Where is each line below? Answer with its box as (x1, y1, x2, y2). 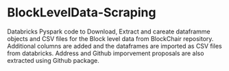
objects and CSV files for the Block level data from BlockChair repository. (7, 34, 214, 42)
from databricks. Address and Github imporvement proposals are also (7, 49, 204, 57)
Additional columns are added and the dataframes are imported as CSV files (7, 42, 222, 50)
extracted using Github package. (7, 56, 99, 64)
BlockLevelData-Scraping (7, 5, 156, 20)
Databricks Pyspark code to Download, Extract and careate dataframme (7, 27, 210, 35)
